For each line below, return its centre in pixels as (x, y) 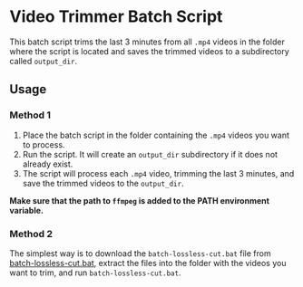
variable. (26, 210)
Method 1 (30, 115)
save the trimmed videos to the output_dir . (103, 183)
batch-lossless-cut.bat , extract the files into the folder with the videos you (148, 263)
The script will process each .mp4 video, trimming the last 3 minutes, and (158, 173)
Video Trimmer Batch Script (116, 17)
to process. (44, 144)
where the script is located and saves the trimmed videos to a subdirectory (150, 51)
